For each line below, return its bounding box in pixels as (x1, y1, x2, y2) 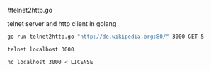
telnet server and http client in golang (7, 20, 117, 27)
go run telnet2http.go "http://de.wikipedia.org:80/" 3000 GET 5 (7, 33, 204, 40)
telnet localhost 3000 (7, 46, 74, 53)
